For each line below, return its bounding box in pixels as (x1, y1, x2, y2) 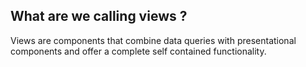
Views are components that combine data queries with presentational (10, 34, 297, 46)
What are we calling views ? (10, 8, 188, 25)
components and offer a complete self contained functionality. (10, 45, 267, 57)
